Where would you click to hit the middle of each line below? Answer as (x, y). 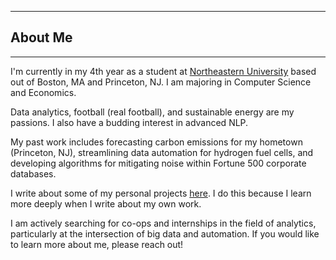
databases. (33, 173)
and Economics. (43, 92)
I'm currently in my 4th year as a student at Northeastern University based (163, 71)
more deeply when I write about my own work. (106, 203)
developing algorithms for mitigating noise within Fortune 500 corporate (158, 163)
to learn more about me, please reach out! (97, 244)
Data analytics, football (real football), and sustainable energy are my (152, 112)
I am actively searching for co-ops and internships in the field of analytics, (163, 223)
